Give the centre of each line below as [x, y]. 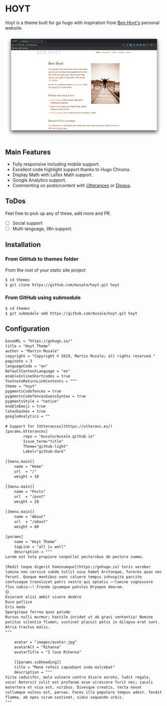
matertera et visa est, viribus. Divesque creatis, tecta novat [73, 687]
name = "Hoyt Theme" [35, 542]
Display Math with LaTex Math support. [52, 175]
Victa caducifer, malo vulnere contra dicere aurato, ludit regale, [78, 677]
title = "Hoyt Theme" [28, 346]
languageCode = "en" [27, 366]
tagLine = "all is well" [40, 547]
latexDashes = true [25, 411]
